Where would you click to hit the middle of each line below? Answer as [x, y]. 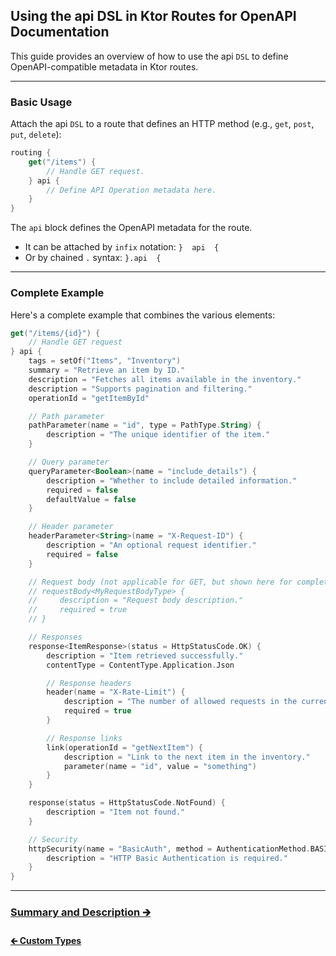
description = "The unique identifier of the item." [158, 435]
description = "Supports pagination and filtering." [140, 389]
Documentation [60, 32]
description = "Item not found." [116, 812]
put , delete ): [36, 135]
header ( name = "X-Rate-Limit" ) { [116, 692]
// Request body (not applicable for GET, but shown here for [160, 582]
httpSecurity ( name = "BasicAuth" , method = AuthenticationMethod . [169, 849]
